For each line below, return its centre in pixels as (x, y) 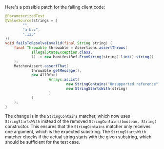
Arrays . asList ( (64, 80)
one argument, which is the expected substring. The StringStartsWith (76, 132)
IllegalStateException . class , (62, 52)
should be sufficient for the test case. (43, 142)
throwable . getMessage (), (56, 70)
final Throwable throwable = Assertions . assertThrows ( (71, 48)
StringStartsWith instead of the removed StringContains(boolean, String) (81, 121)
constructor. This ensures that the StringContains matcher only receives (78, 127)
